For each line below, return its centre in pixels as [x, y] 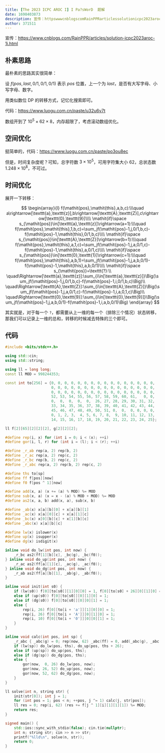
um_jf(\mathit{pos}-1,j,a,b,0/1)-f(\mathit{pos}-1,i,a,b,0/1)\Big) [67, 302]
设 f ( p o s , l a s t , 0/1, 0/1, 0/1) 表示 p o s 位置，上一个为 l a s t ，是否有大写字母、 [79, 84]
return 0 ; [24, 742]
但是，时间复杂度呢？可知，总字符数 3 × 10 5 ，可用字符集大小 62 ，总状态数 [81, 162]
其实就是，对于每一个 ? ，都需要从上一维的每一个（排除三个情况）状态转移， [82, 312]
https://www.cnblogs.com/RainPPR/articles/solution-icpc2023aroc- [86, 38]
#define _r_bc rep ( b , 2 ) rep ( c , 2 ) [41, 460]
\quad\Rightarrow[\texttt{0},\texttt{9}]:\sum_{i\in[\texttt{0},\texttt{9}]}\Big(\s [82, 297]
